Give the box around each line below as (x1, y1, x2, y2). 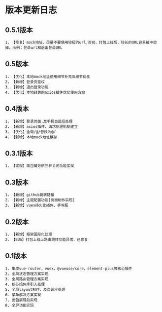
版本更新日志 (5, 4, 58, 16)
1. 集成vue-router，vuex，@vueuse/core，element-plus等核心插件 (5, 266, 132, 271)
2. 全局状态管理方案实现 (5, 271, 49, 276)
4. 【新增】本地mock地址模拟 (5, 134, 58, 140)
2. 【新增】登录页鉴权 (5, 79, 45, 84)
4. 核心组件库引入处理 (5, 282, 45, 287)
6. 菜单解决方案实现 (5, 292, 41, 297)
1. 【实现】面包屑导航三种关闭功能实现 (5, 163, 74, 168)
